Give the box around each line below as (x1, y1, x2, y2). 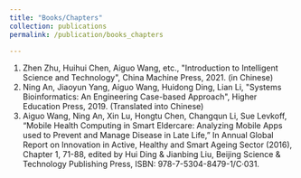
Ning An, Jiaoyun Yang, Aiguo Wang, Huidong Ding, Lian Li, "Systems (22, 82, 282, 93)
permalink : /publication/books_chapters (9, 30, 165, 39)
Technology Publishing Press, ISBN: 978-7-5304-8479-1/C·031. (22, 159, 260, 170)
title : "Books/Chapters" (9, 13, 103, 23)
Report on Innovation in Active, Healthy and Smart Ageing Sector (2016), (22, 139, 293, 150)
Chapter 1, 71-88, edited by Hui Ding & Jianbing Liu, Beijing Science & (22, 149, 281, 160)
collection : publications (9, 22, 107, 31)
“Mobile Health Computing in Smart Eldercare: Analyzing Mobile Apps (22, 120, 283, 131)
